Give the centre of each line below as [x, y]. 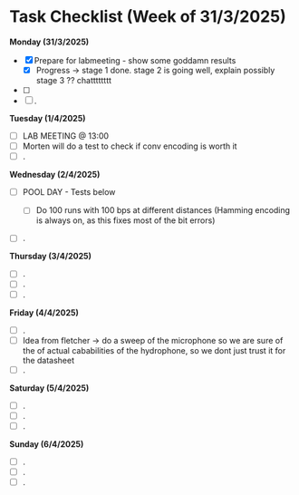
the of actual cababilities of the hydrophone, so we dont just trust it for [154, 350]
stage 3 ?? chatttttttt [73, 80]
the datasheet [48, 360]
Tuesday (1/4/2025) [48, 118]
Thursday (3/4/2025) [51, 257]
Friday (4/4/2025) [44, 312]
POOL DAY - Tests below [69, 192]
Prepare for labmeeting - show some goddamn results [135, 60]
